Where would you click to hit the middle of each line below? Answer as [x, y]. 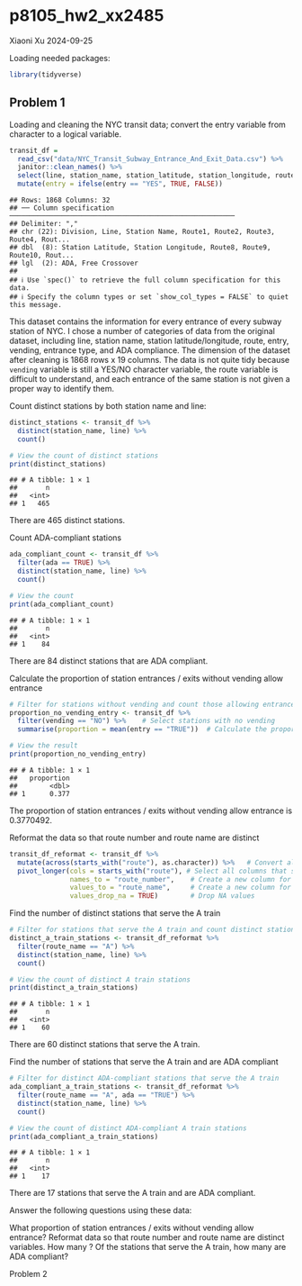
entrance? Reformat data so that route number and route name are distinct [147, 1237]
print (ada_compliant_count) [62, 604]
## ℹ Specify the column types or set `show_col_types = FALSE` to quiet [149, 297]
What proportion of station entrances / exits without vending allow [132, 1228]
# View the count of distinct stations [84, 456]
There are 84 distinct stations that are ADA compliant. [109, 661]
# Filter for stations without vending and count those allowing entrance [152, 704]
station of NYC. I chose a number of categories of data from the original [142, 331]
